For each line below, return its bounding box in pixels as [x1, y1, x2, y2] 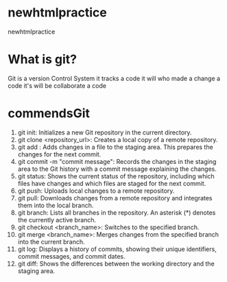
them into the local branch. [17, 201, 94, 209]
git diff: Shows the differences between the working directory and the [17, 259, 215, 268]
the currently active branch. [17, 215, 97, 224]
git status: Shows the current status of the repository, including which [17, 172, 215, 180]
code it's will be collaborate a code [8, 81, 107, 90]
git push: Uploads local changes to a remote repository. [17, 187, 175, 195]
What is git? [8, 51, 77, 67]
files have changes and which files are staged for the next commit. [17, 179, 206, 187]
